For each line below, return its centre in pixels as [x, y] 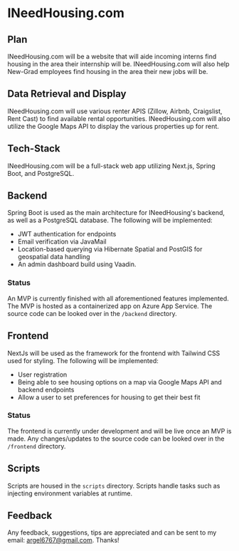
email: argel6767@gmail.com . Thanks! [63, 540]
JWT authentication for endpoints [67, 234]
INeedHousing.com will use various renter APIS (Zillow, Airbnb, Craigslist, [115, 111]
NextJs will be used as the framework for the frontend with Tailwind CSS [114, 353]
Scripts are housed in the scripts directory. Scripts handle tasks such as [114, 486]
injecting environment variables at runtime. [70, 493]
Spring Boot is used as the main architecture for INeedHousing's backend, [116, 213]
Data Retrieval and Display [67, 94]
